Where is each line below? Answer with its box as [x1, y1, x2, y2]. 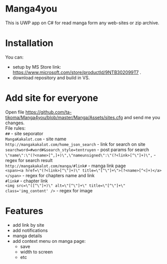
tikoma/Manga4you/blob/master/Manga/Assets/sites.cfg [5, 114, 123, 120]
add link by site [12, 222, 45, 228]
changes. [5, 120, 25, 126]
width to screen [20, 248, 53, 255]
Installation [5, 37, 54, 49]
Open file [5, 109, 24, 115]
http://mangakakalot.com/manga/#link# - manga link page [5, 163, 126, 169]
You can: [5, 54, 24, 60]
